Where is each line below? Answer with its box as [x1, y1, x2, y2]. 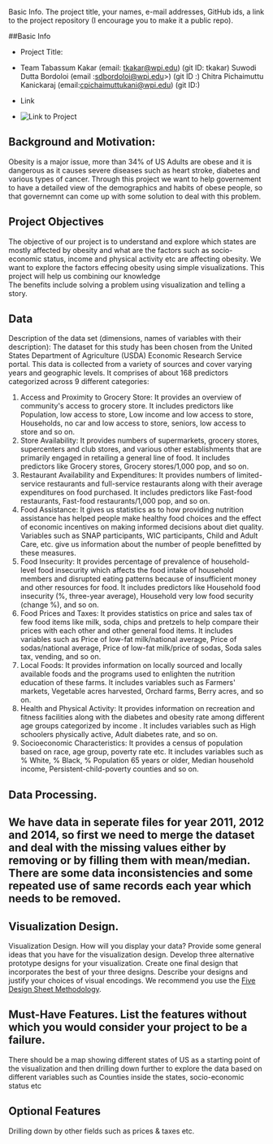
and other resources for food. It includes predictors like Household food [19, 583, 261, 592]
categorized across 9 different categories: [8, 377, 149, 386]
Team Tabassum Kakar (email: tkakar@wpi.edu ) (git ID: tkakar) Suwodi [19, 63, 257, 72]
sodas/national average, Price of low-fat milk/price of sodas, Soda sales [19, 643, 262, 653]
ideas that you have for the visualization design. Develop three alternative [8, 950, 254, 959]
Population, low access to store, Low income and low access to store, [19, 410, 254, 420]
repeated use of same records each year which [8, 879, 252, 893]
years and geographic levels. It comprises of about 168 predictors [8, 368, 229, 378]
